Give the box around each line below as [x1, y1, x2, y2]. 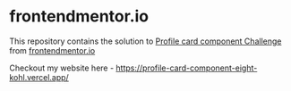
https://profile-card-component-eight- [116, 62, 258, 73]
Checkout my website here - [9, 62, 115, 73]
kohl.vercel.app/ [9, 71, 69, 82]
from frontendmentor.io [9, 45, 96, 55]
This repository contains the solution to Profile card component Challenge [9, 36, 282, 46]
